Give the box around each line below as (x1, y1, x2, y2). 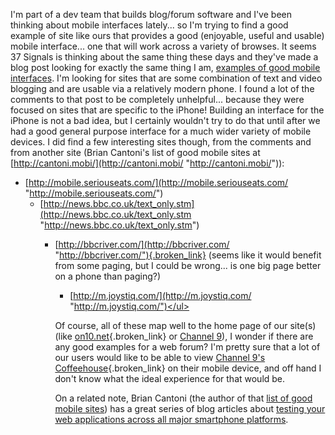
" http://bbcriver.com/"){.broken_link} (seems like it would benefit (54, 249, 322, 261)
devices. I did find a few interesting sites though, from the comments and (10, 136, 312, 148)
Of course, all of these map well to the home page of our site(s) (54, 320, 317, 331)
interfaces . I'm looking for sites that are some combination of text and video (10, 72, 323, 84)
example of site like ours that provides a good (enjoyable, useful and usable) (10, 30, 325, 41)
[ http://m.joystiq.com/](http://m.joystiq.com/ (69, 290, 252, 301)
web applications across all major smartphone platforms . (54, 414, 289, 425)
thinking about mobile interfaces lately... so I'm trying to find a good (10, 19, 289, 31)
